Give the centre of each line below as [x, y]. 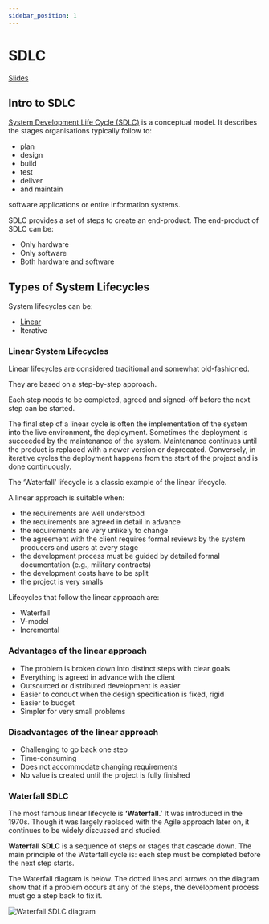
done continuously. [40, 466]
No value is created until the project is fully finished [105, 775]
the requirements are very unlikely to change [94, 531]
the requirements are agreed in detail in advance [100, 522]
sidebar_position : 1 [43, 16]
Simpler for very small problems [73, 711]
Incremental [40, 630]
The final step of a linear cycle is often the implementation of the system [128, 424]
